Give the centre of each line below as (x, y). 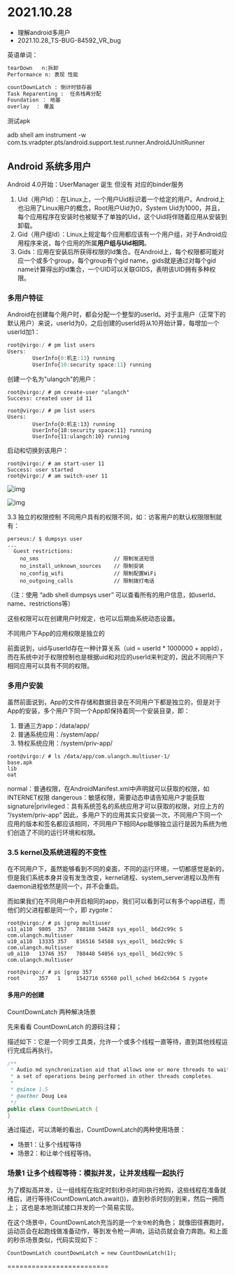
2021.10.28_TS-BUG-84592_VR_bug (69, 40)
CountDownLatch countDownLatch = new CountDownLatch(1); (92, 1253)
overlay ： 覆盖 (31, 107)
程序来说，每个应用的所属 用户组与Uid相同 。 (87, 243)
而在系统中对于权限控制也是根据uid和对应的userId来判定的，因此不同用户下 (116, 657)
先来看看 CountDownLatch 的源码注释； (65, 1026)
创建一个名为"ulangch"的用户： (52, 379)
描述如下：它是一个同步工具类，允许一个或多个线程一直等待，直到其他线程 (114, 1041)
